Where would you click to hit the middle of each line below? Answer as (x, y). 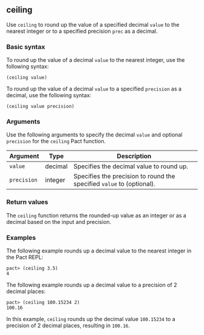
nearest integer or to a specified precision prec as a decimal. (82, 31)
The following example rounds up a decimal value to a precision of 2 (92, 285)
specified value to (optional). (115, 184)
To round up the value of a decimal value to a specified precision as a (94, 89)
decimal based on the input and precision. (59, 222)
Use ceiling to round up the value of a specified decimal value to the (93, 24)
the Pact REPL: (25, 257)
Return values (27, 202)
